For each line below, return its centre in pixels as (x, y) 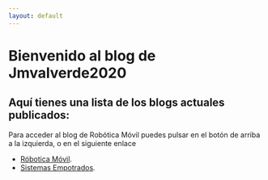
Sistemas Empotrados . (57, 167)
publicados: (39, 115)
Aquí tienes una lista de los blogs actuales (117, 103)
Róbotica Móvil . (46, 159)
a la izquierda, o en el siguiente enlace (72, 143)
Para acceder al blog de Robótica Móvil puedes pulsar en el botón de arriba (134, 135)
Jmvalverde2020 (68, 73)
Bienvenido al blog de (82, 55)
